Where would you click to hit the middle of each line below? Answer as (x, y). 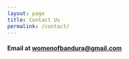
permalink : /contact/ (38, 26)
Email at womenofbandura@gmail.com (64, 48)
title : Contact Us (34, 20)
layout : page (26, 13)
